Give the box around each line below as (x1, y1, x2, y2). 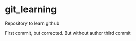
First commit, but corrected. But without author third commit (5, 30, 131, 36)
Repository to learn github (5, 20, 60, 26)
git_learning (5, 4, 57, 15)
